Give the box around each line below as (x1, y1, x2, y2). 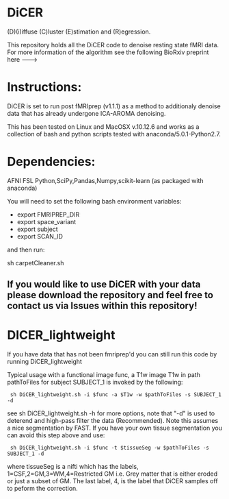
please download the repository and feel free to (7, 289, 214, 301)
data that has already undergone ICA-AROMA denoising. (7, 109, 166, 117)
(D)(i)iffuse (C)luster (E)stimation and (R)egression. (7, 27, 151, 36)
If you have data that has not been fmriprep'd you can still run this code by (7, 350, 217, 358)
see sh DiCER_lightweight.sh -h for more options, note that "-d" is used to (7, 409, 215, 417)
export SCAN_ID (16, 232, 64, 241)
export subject (16, 225, 58, 233)
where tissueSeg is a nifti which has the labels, (7, 463, 139, 471)
